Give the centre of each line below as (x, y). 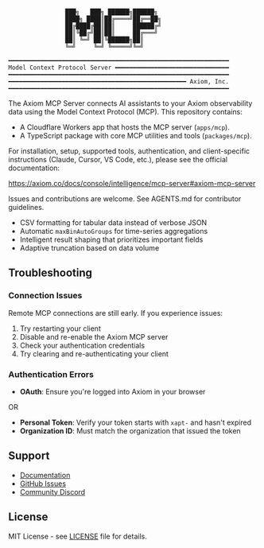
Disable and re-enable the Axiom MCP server (94, 336)
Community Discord (52, 492)
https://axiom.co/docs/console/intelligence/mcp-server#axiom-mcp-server (132, 183)
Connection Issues (45, 296)
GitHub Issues (43, 484)
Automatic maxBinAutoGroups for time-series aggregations (114, 231)
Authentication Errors (51, 374)
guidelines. (26, 207)
